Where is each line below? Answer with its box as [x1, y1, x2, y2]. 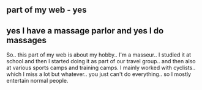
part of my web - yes [6, 5, 87, 15]
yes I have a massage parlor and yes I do [6, 26, 164, 36]
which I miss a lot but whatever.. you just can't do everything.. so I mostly [6, 71, 192, 78]
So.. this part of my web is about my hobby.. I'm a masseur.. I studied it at [6, 51, 192, 58]
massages [6, 35, 47, 45]
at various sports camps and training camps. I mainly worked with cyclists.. [6, 64, 196, 72]
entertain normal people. [6, 77, 69, 85]
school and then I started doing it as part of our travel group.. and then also [6, 58, 196, 65]
